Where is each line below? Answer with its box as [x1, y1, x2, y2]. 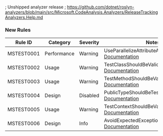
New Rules [5, 26, 31, 33]
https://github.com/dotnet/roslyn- [67, 4, 134, 10]
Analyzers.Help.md [5, 15, 43, 20]
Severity [79, 39, 99, 46]
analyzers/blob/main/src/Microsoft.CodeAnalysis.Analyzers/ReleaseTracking [5, 9, 158, 15]
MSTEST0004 [7, 92, 40, 99]
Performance [44, 51, 75, 57]
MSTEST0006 [7, 120, 40, 127]
